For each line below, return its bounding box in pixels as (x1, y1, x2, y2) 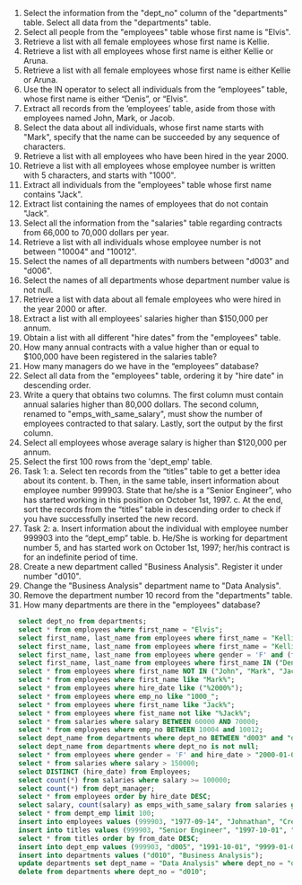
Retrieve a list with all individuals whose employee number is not (22, 237, 262, 247)
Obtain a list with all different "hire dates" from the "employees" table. (22, 332, 281, 342)
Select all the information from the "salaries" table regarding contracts (22, 217, 283, 228)
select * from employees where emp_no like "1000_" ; (18, 692, 220, 701)
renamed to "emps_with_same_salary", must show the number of (22, 409, 263, 419)
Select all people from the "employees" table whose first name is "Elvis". (22, 27, 291, 37)
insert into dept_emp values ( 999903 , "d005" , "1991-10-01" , (18, 842, 252, 852)
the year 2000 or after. (22, 304, 107, 314)
